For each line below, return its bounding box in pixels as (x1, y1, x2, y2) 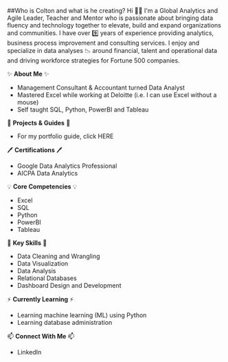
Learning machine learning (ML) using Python (16, 311, 147, 319)
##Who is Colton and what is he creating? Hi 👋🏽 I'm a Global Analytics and (7, 7, 218, 14)
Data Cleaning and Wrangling (16, 252, 101, 260)
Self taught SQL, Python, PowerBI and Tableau (16, 105, 149, 114)
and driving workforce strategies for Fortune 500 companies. (7, 56, 180, 65)
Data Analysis (16, 267, 56, 275)
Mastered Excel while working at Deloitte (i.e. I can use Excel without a (16, 91, 218, 99)
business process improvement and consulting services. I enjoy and (7, 39, 200, 47)
